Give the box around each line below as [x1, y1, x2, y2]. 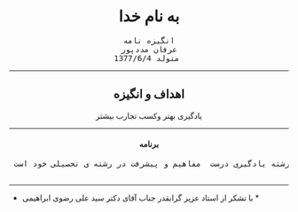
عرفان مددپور [121, 44, 177, 54]
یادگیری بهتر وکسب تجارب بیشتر [96, 110, 202, 121]
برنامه [138, 139, 160, 150]
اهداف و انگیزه [114, 87, 184, 102]
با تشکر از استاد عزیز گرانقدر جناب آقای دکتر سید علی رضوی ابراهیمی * [21, 192, 260, 203]
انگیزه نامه [122, 35, 176, 45]
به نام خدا [118, 6, 180, 27]
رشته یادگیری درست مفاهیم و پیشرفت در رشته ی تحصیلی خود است [13, 158, 290, 169]
